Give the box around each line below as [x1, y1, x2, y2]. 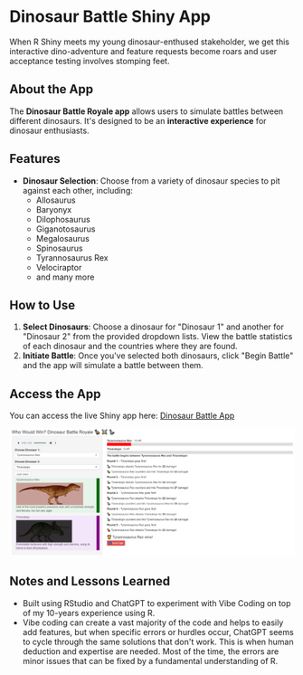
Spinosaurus [35, 242, 83, 253]
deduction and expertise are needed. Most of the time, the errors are [22, 645, 279, 657]
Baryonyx [35, 204, 72, 214]
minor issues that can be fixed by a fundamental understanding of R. [22, 655, 279, 666]
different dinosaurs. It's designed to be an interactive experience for [9, 115, 267, 126]
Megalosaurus [35, 233, 90, 243]
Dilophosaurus [35, 214, 90, 224]
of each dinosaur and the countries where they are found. [22, 341, 238, 352]
